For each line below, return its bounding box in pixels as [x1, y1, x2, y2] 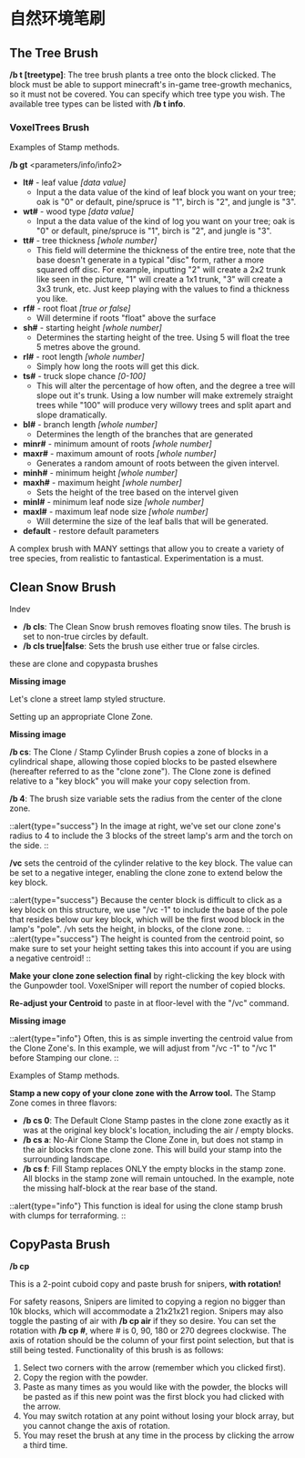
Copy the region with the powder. [22, 1371, 148, 1382]
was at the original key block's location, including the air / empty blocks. [22, 1124, 294, 1135]
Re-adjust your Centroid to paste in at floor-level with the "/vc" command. [9, 998, 290, 1009]
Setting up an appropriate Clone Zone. [9, 712, 153, 723]
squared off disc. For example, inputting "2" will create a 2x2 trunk [36, 264, 287, 275]
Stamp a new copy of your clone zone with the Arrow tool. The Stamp [9, 1088, 276, 1099]
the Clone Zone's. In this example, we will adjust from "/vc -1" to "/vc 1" [9, 1042, 278, 1053]
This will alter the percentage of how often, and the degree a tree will [36, 380, 296, 392]
